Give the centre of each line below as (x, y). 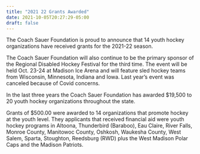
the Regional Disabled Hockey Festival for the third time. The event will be (97, 64)
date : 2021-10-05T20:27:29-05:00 (48, 17)
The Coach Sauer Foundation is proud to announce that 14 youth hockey (95, 40)
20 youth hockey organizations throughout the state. (71, 101)
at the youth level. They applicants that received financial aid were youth (95, 119)
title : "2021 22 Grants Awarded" (48, 12)
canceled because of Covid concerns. (53, 83)
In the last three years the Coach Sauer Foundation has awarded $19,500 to (99, 95)
